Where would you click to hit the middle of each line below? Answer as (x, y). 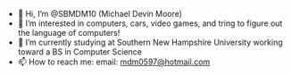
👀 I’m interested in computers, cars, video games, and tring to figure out (150, 23)
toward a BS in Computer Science (80, 52)
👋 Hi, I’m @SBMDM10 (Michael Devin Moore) (100, 14)
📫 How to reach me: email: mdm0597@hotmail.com (114, 62)
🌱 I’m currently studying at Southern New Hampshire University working (150, 42)
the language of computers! (69, 33)
